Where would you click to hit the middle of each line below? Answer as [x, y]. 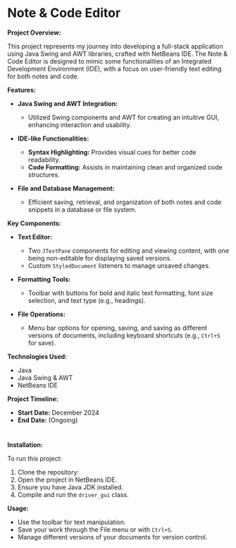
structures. [44, 174]
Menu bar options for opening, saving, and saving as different [118, 328]
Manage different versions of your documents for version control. [112, 537]
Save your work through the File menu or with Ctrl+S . [95, 530]
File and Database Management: [66, 188]
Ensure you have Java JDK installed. [70, 487]
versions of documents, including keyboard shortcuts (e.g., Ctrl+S [124, 335]
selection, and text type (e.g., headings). [87, 300]
